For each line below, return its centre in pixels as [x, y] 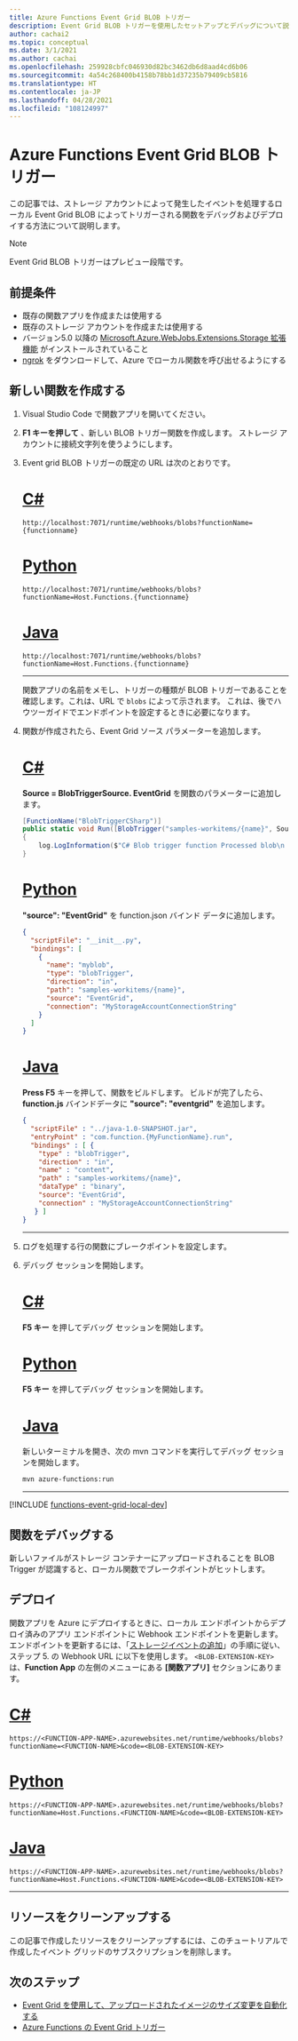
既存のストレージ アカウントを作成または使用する [113, 327]
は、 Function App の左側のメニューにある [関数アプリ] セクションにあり [142, 1667]
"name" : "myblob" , [80, 965]
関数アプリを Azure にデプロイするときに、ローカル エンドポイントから [140, 1622]
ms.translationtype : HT [53, 84]
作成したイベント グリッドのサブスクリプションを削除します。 [123, 1951]
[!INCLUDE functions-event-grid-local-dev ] [88, 1505]
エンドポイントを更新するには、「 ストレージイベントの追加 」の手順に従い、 [147, 1645]
